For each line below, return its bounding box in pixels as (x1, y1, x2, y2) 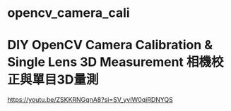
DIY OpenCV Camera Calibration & (7, 37, 213, 53)
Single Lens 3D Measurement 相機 (7, 54, 212, 70)
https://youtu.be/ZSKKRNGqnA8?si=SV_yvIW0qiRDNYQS (7, 96, 173, 104)
